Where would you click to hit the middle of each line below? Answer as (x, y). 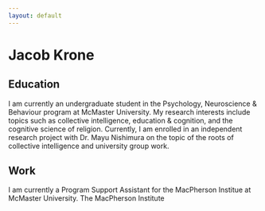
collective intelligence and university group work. (89, 146)
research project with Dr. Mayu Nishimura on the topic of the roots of (121, 137)
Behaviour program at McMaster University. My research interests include (129, 111)
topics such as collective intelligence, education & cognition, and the (121, 120)
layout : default (35, 16)
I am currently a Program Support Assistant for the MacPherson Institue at (130, 190)
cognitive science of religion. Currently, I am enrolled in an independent (125, 129)
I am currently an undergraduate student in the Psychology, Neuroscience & (132, 104)
